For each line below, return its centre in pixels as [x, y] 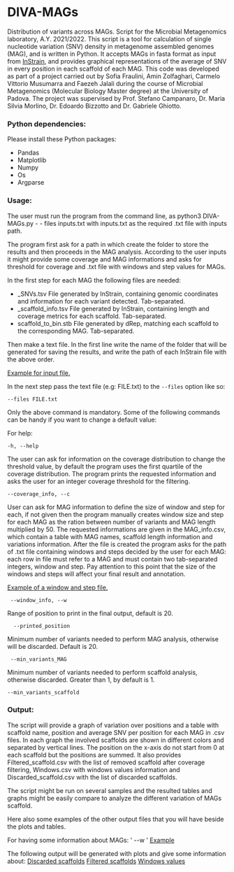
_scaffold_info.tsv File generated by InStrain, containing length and [113, 308]
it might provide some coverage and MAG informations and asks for [105, 259]
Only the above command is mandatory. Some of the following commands [114, 412]
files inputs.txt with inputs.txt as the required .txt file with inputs [136, 223]
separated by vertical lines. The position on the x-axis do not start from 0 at [116, 747]
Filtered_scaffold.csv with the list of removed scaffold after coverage [106, 762]
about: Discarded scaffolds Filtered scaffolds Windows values [96, 861]
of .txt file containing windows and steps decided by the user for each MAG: [117, 551]
